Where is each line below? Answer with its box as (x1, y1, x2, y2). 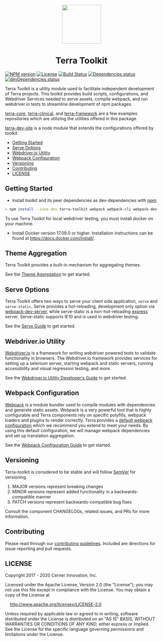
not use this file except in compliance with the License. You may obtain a (5, 587, 150, 593)
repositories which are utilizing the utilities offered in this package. (5, 115, 138, 121)
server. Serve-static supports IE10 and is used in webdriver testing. (5, 314, 139, 320)
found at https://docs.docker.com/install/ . (12, 235, 95, 241)
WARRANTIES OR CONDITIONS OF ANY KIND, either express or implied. (5, 621, 149, 627)
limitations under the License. (5, 631, 64, 637)
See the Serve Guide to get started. (5, 323, 76, 329)
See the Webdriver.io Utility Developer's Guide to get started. (5, 375, 127, 381)
